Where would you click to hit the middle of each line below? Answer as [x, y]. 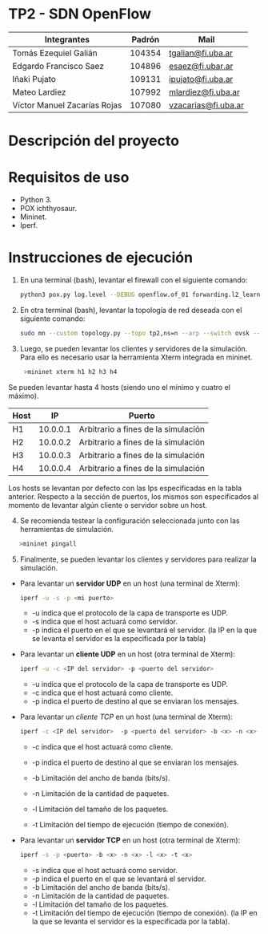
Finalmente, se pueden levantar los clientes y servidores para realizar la [138, 559]
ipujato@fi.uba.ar [201, 79]
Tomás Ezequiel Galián [55, 53]
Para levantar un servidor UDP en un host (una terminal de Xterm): [130, 583]
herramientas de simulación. [67, 529]
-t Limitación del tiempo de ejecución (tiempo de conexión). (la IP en [144, 913]
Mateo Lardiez [39, 91]
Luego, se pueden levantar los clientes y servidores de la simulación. [134, 348]
